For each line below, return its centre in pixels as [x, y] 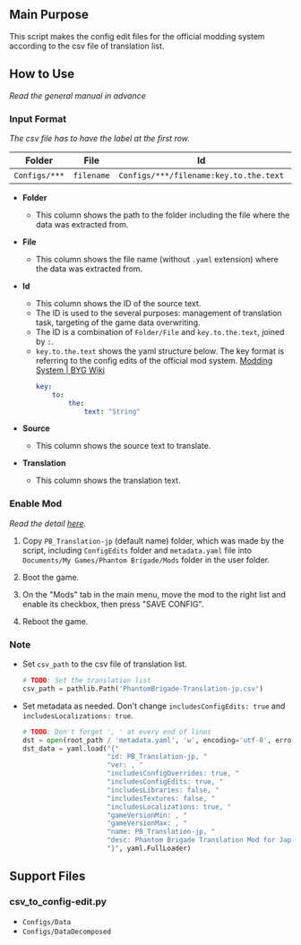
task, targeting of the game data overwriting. [118, 322]
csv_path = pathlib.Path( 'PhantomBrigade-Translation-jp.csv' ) [143, 689]
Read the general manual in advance [77, 95]
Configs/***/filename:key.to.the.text [202, 175]
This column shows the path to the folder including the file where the [163, 215]
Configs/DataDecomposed [67, 932]
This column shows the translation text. [108, 481]
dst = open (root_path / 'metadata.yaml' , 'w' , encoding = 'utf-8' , [146, 740]
